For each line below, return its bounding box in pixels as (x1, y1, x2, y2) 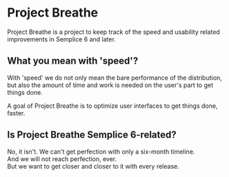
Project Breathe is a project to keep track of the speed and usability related (7, 28, 221, 36)
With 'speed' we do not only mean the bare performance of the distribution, (7, 73, 222, 82)
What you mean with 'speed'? (7, 55, 139, 67)
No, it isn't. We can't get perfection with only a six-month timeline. (7, 147, 195, 156)
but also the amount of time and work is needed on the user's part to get (7, 81, 214, 89)
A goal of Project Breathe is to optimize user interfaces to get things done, (7, 102, 218, 110)
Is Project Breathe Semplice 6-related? (7, 129, 177, 141)
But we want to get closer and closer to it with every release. (7, 162, 179, 170)
